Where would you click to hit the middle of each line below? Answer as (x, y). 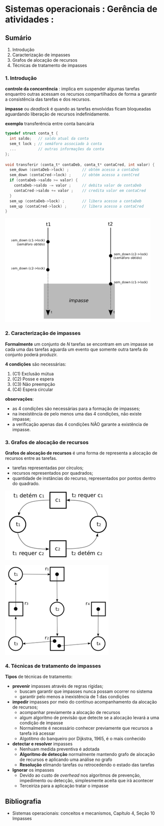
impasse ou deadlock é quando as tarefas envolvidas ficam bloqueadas (78, 109)
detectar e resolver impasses (42, 744)
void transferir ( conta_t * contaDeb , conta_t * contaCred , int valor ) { (80, 165)
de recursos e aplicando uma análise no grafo (66, 760)
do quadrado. (26, 483)
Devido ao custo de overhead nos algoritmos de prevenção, (80, 775)
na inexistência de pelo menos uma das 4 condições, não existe (77, 413)
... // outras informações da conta (57, 149)
